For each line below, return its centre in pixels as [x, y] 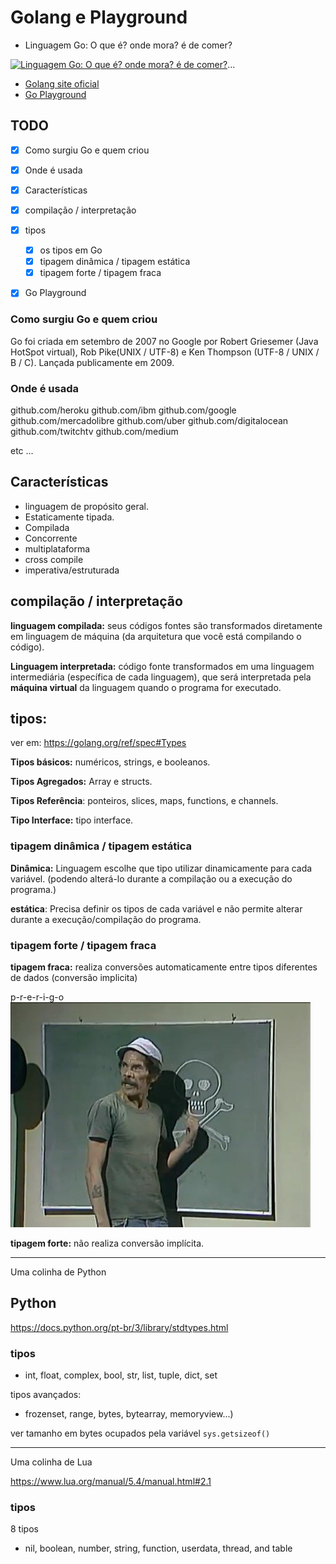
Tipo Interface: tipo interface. [72, 820]
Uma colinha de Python [58, 1272]
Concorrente [51, 538]
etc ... [22, 450]
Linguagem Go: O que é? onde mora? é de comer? [128, 45]
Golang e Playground [99, 17]
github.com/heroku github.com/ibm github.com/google [123, 410]
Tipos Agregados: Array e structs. [81, 782]
